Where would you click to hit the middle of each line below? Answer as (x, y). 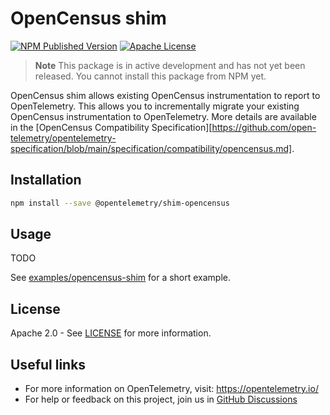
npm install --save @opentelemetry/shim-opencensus (120, 203)
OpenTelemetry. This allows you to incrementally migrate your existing (155, 106)
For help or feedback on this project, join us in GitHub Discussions (161, 399)
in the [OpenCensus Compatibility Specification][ (111, 127)
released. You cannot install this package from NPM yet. (150, 76)
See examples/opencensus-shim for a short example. (121, 278)
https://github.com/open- (264, 127)
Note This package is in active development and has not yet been (170, 65)
